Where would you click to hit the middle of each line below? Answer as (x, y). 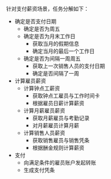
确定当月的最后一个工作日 (63, 51)
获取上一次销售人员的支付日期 (68, 66)
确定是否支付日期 (35, 21)
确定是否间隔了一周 (56, 73)
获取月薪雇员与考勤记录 (61, 118)
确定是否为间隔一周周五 (52, 59)
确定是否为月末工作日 (49, 36)
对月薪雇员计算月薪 (56, 125)
